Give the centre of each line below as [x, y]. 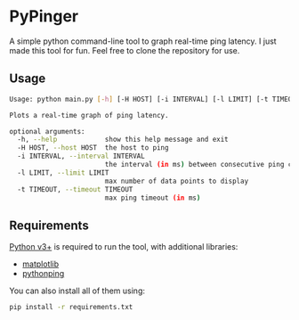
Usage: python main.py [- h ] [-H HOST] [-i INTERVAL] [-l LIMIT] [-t [139, 99]
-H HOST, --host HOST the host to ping [93, 148]
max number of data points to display [177, 181]
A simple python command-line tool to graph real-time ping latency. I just [143, 41]
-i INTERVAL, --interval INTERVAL [81, 156]
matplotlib [40, 264]
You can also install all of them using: [77, 291]
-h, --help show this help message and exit [123, 140]
